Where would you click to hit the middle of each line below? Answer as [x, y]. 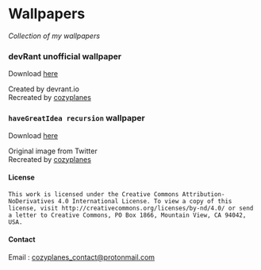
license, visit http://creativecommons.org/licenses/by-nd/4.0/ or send [131, 208]
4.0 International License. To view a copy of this [145, 201]
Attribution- [203, 194]
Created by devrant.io [44, 89]
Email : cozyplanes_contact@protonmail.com [82, 257]
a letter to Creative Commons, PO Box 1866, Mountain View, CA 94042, [127, 215]
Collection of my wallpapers [54, 36]
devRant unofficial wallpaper [65, 56]
